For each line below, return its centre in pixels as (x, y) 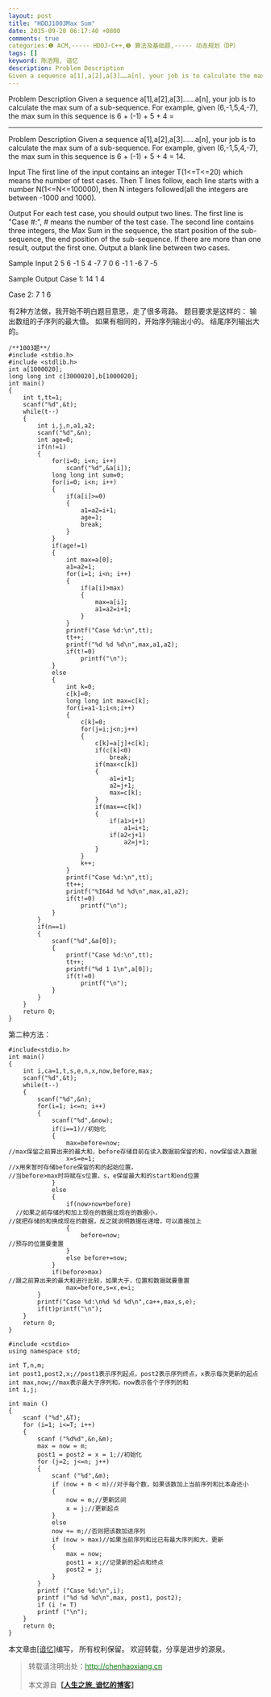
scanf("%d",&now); (82, 1120)
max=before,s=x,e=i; (100, 1287)
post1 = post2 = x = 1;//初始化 (90, 1454)
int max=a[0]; (90, 560)
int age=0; (56, 440)
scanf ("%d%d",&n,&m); (75, 1439)
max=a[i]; (111, 602)
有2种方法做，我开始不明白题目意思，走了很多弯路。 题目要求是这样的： (128, 311)
